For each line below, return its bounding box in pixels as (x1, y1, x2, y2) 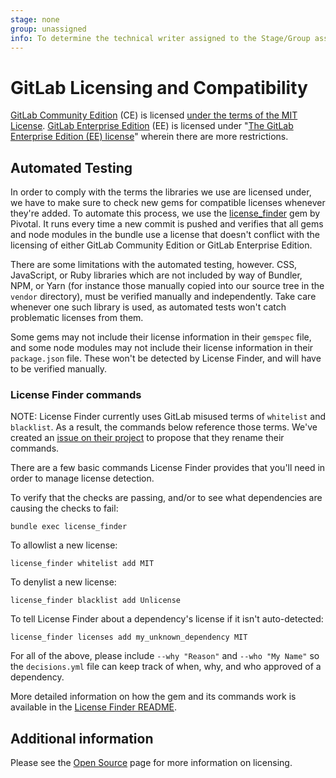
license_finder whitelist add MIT (10, 559, 155, 569)
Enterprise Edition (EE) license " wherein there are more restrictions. (10, 131, 289, 143)
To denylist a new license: (10, 576, 117, 588)
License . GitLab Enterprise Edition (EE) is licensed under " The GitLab (10, 120, 294, 132)
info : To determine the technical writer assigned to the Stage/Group (10, 33, 311, 43)
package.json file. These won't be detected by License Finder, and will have (10, 352, 322, 365)
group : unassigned (10, 24, 87, 34)
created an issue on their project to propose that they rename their (10, 432, 285, 444)
